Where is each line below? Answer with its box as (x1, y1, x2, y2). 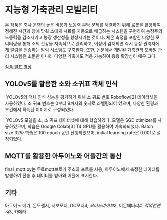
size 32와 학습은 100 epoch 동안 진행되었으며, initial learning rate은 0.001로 (5, 129, 156, 135)
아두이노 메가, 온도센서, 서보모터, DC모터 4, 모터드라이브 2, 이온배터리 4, (5, 203, 143, 209)
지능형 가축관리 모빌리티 (5, 4, 98, 16)
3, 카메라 (9, 209, 26, 215)
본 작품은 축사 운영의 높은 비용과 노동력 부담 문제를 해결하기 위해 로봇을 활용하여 (5, 22, 161, 28)
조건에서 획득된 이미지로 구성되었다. (5, 106, 75, 112)
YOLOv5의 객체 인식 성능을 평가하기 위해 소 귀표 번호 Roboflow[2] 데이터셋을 (6, 94, 158, 100)
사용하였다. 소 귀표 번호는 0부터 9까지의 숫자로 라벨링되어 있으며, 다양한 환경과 (5, 100, 158, 106)
